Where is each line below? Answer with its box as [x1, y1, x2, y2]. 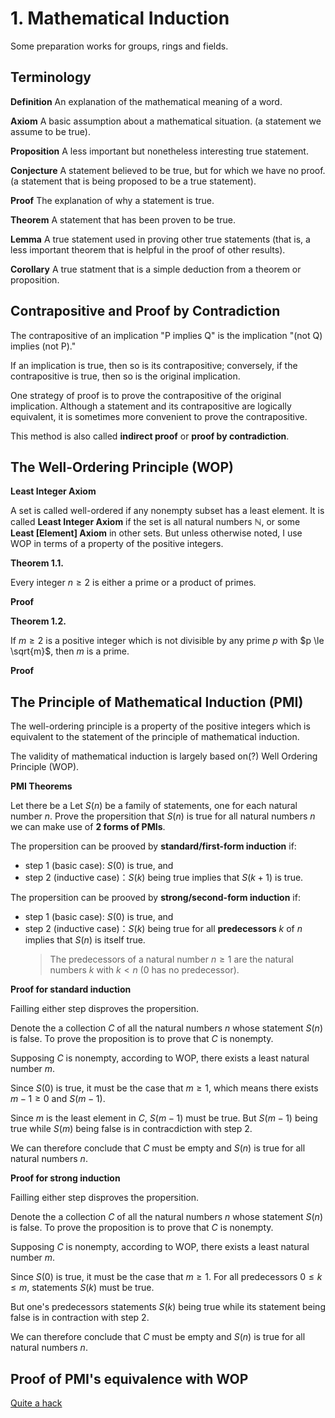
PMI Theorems [10, 780, 73, 792]
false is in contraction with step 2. [10, 1312, 150, 1324]
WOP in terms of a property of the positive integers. [10, 538, 224, 550]
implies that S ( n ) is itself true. [24, 934, 146, 946]
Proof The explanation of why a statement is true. [10, 194, 215, 206]
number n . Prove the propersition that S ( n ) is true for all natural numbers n [10, 810, 316, 822]
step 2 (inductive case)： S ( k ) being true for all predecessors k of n [24, 923, 303, 935]
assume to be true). [10, 125, 92, 137]
